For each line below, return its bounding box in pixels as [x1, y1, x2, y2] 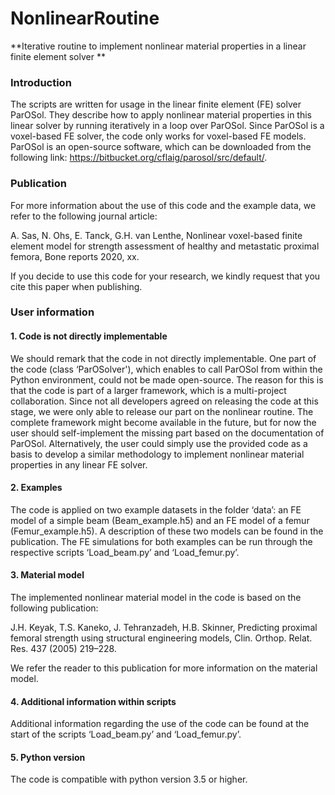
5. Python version [10, 751, 86, 763]
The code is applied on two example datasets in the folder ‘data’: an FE [10, 503, 302, 516]
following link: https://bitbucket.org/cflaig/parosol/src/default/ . [10, 152, 268, 164]
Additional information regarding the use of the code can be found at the [10, 718, 310, 730]
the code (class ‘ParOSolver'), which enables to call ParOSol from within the [10, 363, 323, 375]
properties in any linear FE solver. [10, 458, 148, 471]
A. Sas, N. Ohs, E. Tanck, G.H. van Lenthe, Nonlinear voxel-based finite [10, 229, 303, 241]
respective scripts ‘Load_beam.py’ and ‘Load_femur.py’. [10, 546, 240, 558]
